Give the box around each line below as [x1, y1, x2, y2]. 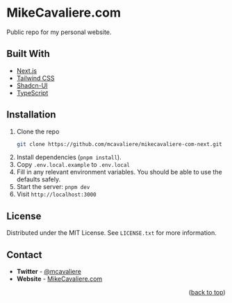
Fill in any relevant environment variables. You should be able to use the [16, 168, 223, 177]
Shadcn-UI [16, 81, 48, 90]
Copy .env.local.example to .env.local [16, 161, 130, 169]
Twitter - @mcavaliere [16, 268, 81, 276]
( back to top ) [188, 288, 226, 297]
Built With [6, 48, 50, 60]
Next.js [16, 66, 38, 74]
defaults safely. [16, 175, 60, 183]
